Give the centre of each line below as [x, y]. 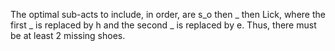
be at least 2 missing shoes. [68, 35]
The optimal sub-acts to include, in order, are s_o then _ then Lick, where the [168, 14]
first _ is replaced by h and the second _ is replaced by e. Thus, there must [163, 25]
